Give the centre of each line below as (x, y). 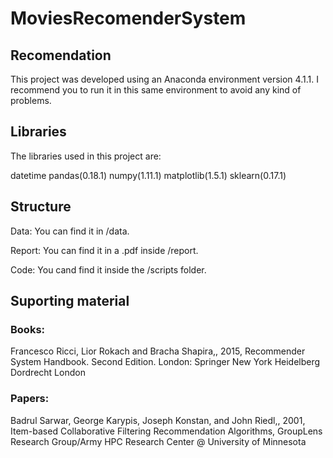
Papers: (30, 399)
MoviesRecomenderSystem (128, 18)
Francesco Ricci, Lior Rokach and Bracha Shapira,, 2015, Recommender (158, 351)
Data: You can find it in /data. (70, 231)
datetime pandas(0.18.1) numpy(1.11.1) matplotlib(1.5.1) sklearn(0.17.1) (148, 175)
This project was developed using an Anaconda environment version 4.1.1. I (164, 79)
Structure (41, 207)
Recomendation (61, 55)
